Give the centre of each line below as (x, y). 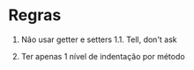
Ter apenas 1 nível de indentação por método (103, 56)
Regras (35, 15)
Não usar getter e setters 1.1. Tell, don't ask (99, 39)
